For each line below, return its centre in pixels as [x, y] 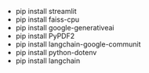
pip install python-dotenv [56, 52]
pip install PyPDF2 [45, 36]
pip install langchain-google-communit [78, 44]
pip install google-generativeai [65, 28]
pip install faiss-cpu [47, 19]
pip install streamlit [46, 11]
